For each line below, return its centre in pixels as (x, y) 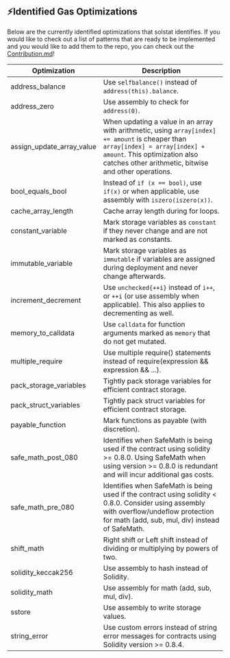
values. (115, 616)
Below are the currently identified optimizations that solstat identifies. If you (114, 32)
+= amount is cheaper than (145, 139)
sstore (21, 612)
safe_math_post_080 (44, 457)
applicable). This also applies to (154, 304)
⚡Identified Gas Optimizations (73, 12)
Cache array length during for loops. (161, 211)
